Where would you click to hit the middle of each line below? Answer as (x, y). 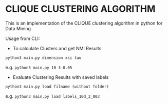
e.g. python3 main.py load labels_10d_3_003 (53, 96)
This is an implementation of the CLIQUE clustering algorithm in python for (84, 23)
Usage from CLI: (23, 38)
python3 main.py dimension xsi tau (43, 58)
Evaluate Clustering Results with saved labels (61, 77)
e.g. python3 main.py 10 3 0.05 (39, 67)
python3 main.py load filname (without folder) (57, 87)
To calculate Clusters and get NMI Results (57, 48)
